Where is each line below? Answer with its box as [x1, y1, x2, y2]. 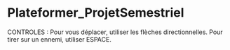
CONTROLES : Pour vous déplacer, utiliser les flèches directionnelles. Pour [7, 28, 223, 36]
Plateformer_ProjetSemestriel [7, 5, 184, 21]
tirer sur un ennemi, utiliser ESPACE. [7, 35, 112, 43]
